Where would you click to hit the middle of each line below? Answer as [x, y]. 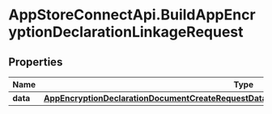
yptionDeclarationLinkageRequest [126, 32]
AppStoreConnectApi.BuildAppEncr [132, 15]
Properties [36, 62]
